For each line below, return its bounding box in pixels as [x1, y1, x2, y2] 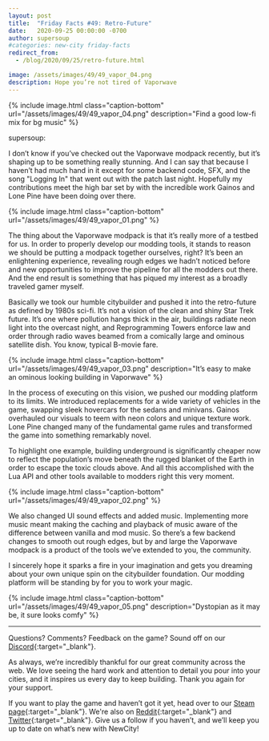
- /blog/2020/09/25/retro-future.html [15, 57, 146, 65]
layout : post [8, 11, 52, 20]
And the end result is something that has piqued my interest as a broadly [8, 273, 248, 283]
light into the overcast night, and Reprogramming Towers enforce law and [8, 322, 251, 332]
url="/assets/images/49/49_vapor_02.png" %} [8, 495, 162, 505]
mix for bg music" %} [8, 117, 78, 127]
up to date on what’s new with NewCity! [8, 723, 139, 733]
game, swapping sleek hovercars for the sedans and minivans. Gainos [8, 405, 240, 414]
